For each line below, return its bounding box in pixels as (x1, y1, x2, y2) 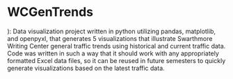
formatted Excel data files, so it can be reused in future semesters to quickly (7, 56, 226, 64)
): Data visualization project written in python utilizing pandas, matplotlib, (7, 27, 216, 35)
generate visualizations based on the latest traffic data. (7, 64, 165, 72)
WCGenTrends (7, 4, 94, 20)
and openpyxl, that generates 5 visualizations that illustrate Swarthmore (7, 34, 213, 42)
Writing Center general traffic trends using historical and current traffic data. (7, 42, 226, 50)
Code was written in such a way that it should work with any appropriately (7, 49, 219, 58)
